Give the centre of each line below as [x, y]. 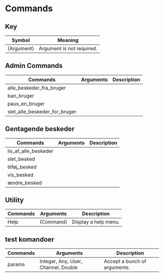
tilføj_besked [22, 167]
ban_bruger [21, 96]
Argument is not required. [68, 48]
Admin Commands [34, 66]
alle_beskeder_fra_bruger [37, 87]
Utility [14, 200]
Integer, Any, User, [61, 261]
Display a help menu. [96, 222]
